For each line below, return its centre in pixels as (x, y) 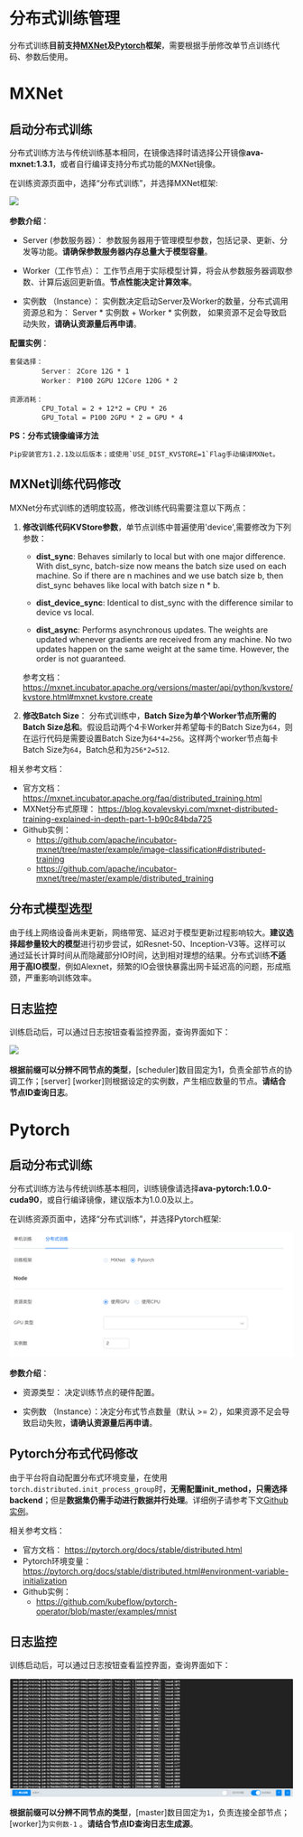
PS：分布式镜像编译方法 (54, 436)
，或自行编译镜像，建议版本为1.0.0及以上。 (119, 1200)
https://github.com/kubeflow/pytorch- (106, 1601)
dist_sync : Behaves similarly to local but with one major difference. (161, 556)
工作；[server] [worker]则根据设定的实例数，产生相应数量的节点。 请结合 (151, 1082)
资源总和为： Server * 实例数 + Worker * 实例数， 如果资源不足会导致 (151, 312)
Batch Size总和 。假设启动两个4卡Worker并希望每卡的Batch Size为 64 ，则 (157, 726)
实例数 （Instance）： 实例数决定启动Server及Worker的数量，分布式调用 (155, 301)
